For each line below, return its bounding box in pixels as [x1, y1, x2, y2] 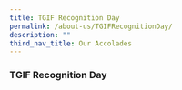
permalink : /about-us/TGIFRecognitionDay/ [9, 22, 173, 31]
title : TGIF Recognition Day [9, 13, 120, 23]
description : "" [9, 30, 71, 39]
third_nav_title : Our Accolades [9, 38, 132, 48]
